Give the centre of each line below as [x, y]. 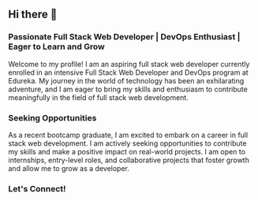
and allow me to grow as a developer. [69, 168]
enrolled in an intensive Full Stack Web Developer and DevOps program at [128, 72]
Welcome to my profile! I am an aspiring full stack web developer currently [129, 64]
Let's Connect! [37, 188]
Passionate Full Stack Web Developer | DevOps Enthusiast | [124, 37]
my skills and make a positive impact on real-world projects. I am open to [127, 151]
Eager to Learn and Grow [56, 46]
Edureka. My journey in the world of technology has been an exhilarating [126, 80]
